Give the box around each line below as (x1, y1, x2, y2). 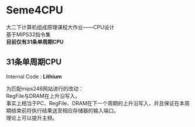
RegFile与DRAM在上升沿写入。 (6, 92, 81, 99)
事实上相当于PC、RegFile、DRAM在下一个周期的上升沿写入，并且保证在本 (6, 99, 185, 107)
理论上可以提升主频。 (6, 114, 57, 121)
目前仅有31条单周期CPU (6, 38, 64, 45)
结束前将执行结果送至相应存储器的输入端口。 (11, 107, 119, 114)
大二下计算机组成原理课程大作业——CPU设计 (6, 23, 115, 30)
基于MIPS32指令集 (6, 30, 51, 38)
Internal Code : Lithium (6, 73, 62, 80)
